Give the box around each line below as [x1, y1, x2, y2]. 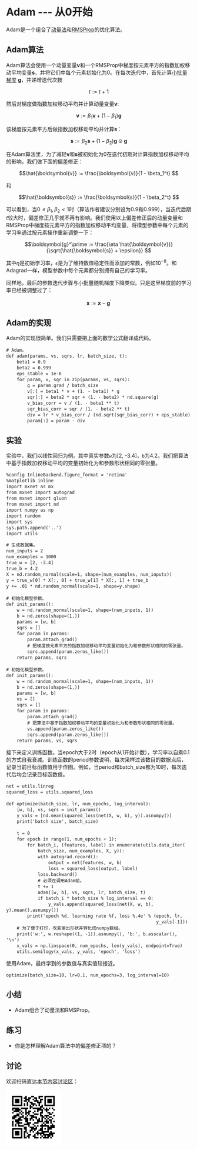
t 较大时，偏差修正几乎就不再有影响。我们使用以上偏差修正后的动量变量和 [6, 214, 183, 221]
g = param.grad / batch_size [27, 383, 99, 389]
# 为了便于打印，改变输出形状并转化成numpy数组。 [16, 925, 123, 931]
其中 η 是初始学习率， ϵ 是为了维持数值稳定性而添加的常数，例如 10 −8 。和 [6, 258, 178, 266]
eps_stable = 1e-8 [16, 371, 62, 377]
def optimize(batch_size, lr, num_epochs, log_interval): [6, 801, 151, 807]
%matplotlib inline [6, 478, 54, 484]
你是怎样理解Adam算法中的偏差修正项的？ [14, 1042, 117, 1049]
